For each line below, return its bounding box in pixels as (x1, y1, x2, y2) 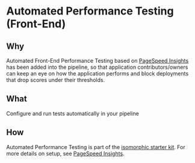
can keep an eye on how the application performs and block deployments (6, 70, 189, 77)
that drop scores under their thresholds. (6, 77, 105, 83)
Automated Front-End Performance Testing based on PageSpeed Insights (6, 57, 189, 64)
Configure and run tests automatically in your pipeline (6, 110, 140, 117)
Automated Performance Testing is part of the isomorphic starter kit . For (6, 143, 185, 150)
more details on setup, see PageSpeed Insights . (6, 150, 125, 157)
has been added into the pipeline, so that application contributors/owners (6, 63, 188, 71)
